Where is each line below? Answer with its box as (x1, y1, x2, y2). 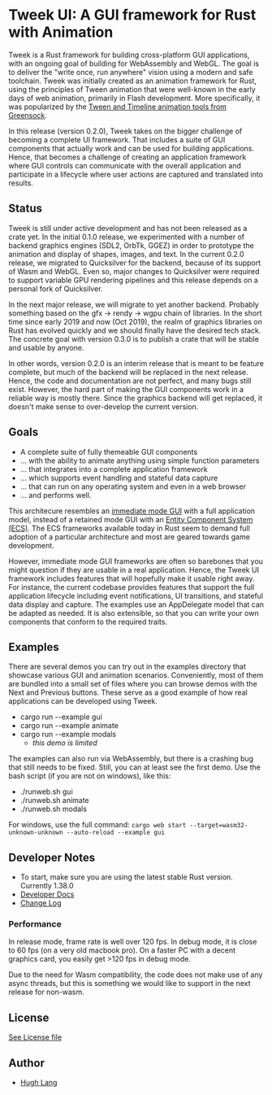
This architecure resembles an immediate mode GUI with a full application (8, 506, 256, 516)
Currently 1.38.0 (19, 881, 74, 891)
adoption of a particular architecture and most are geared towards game (8, 531, 250, 542)
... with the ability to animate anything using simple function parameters (19, 456, 260, 465)
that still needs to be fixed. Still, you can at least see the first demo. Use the (8, 762, 261, 772)
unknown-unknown (8, 828, 63, 837)
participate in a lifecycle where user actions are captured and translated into (8, 169, 264, 179)
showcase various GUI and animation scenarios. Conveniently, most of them (8, 670, 264, 680)
